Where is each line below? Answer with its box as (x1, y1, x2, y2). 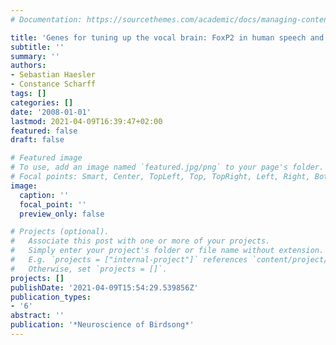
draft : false (10, 135, 65, 145)
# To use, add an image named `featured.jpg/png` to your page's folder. (10, 162, 325, 173)
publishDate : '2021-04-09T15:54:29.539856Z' (10, 282, 199, 293)
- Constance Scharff (10, 79, 97, 90)
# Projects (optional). (10, 227, 110, 237)
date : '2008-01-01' (10, 107, 92, 117)
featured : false (10, 126, 78, 136)
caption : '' (19, 190, 70, 200)
